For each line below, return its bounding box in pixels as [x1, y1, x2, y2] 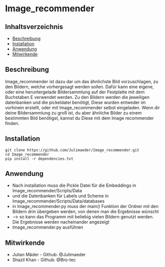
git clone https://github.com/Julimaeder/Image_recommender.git [5, 148, 139, 152]
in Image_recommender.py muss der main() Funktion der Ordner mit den [12, 204, 159, 209]
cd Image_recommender [5, 152, 50, 157]
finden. [5, 120, 20, 126]
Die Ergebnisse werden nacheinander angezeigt [12, 219, 110, 225]
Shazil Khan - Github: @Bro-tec [12, 257, 76, 263]
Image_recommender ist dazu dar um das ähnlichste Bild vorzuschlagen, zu [5, 78, 159, 84]
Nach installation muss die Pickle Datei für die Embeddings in [12, 182, 137, 188]
